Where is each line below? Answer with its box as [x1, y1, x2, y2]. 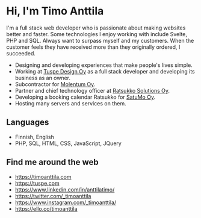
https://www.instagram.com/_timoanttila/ [14, 199, 117, 206]
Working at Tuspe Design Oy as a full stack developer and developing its [14, 67, 195, 75]
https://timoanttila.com [14, 173, 72, 180]
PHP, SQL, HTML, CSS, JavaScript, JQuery [14, 140, 122, 147]
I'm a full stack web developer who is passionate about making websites [6, 24, 186, 31]
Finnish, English [14, 133, 54, 140]
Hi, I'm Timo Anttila [6, 4, 104, 18]
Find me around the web [6, 157, 99, 167]
